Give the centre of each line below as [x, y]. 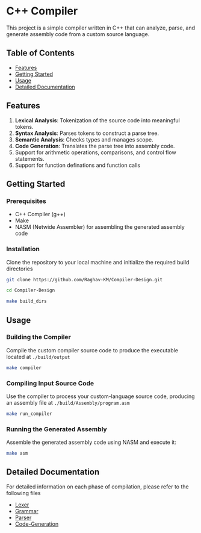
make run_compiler [29, 414]
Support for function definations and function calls [77, 165]
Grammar [27, 511]
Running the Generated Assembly [57, 429]
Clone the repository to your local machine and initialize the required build [98, 262]
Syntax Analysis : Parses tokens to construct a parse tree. [87, 133]
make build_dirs [26, 301]
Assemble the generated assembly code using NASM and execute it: [91, 442]
